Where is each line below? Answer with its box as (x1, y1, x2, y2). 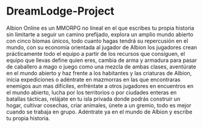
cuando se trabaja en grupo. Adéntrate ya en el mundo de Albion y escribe (6, 108, 193, 115)
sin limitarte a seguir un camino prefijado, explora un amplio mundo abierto (6, 30, 194, 38)
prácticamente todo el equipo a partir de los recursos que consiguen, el (6, 50, 185, 57)
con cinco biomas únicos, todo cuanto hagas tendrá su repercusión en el (6, 37, 188, 44)
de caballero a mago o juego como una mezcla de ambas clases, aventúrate (6, 62, 196, 70)
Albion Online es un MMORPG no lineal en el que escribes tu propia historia (6, 24, 195, 32)
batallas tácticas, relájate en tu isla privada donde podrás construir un (6, 95, 181, 103)
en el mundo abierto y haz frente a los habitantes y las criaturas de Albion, (6, 69, 192, 76)
